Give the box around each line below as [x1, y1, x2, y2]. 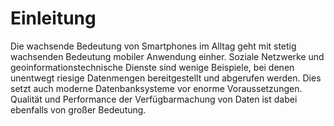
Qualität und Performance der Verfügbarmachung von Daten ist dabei [10, 93, 298, 105]
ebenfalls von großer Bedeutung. [10, 103, 147, 116]
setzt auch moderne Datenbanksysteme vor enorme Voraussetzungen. [10, 82, 303, 94]
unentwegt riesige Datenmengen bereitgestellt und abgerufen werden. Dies [10, 72, 322, 84]
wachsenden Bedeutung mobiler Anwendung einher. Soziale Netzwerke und [10, 50, 325, 62]
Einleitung [10, 7, 97, 30]
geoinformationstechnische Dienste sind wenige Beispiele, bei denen [10, 61, 295, 73]
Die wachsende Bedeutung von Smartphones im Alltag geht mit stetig [10, 40, 297, 52]
